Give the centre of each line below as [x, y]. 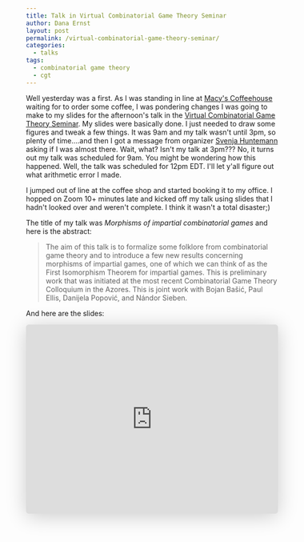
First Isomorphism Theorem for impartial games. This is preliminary [156, 272]
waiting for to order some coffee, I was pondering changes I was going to [147, 106]
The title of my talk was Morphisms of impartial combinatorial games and [147, 223]
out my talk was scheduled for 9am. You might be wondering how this [141, 158]
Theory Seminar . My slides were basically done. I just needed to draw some [151, 123]
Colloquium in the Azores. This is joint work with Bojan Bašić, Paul [154, 289]
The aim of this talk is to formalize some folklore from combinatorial [156, 247]
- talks [46, 53]
